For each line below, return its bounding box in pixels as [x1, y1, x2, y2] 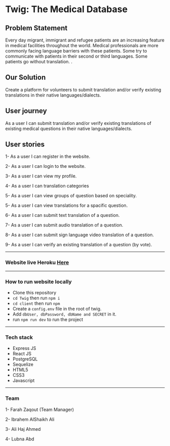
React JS [12, 350, 32, 357]
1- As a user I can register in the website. [5, 153, 91, 160]
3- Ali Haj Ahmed [5, 426, 41, 432]
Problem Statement [5, 24, 68, 32]
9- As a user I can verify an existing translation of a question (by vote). [5, 242, 152, 248]
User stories [5, 140, 45, 149]
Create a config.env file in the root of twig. [12, 306, 102, 312]
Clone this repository [12, 290, 57, 296]
